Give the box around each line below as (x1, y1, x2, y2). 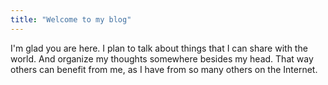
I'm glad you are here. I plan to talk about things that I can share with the (10, 42, 308, 54)
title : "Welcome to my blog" (10, 14, 132, 25)
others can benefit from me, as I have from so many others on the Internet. (10, 63, 318, 75)
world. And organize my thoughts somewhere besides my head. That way (10, 52, 314, 65)
